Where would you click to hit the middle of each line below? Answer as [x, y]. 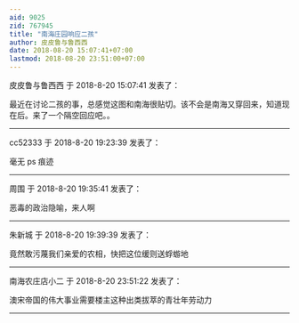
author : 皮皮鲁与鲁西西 [48, 42]
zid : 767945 [31, 26]
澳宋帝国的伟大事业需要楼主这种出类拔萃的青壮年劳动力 [110, 300]
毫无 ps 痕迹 [32, 161]
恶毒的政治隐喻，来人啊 [52, 207]
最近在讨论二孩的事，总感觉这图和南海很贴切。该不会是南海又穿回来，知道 [145, 104]
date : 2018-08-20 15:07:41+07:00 [71, 51]
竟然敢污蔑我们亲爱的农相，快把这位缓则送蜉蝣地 [99, 254]
